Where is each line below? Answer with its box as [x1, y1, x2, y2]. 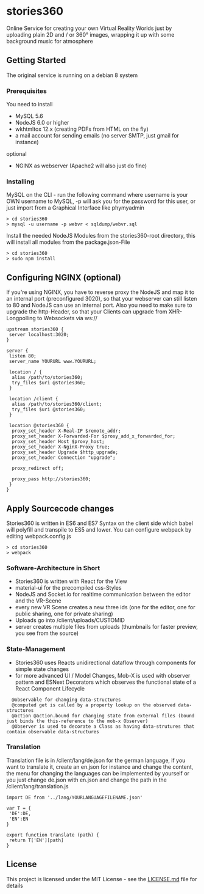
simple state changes [15, 665, 69, 673]
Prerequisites [6, 87, 47, 95]
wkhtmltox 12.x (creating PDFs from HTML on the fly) [15, 125, 149, 133]
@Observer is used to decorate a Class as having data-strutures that [12, 723, 195, 730]
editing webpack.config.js [6, 532, 71, 540]
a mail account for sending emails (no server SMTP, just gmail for [15, 132, 180, 139]
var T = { [6, 805, 32, 811]
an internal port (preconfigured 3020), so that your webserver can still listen [6, 295, 197, 302]
